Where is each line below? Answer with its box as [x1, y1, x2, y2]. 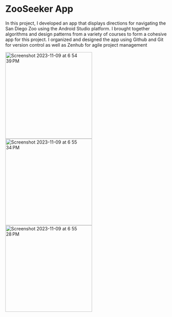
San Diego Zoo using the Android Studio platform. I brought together [5, 25, 150, 31]
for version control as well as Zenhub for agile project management [5, 42, 147, 48]
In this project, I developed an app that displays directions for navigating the [5, 20, 166, 26]
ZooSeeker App [5, 3, 73, 15]
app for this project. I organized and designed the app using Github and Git [5, 36, 164, 43]
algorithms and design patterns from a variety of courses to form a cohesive [5, 31, 167, 37]
